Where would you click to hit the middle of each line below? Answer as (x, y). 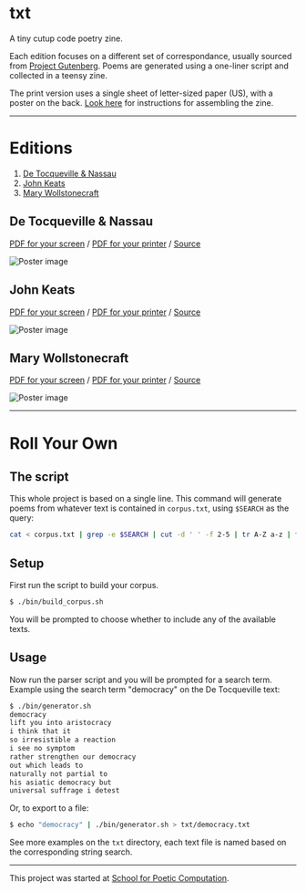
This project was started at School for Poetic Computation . (119, 878)
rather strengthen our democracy (73, 757)
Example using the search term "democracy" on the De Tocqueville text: (145, 689)
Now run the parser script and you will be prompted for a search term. (141, 679)
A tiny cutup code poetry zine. (66, 38)
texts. (20, 628)
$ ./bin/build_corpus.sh (56, 602)
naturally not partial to (58, 773)
